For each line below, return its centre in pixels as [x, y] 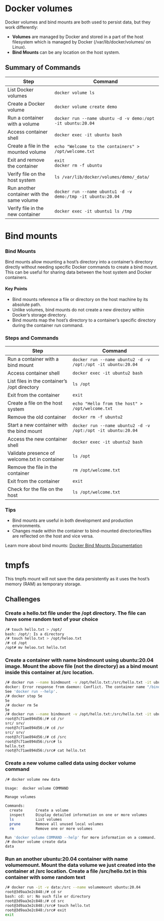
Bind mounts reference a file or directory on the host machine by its [80, 300]
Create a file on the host [35, 403]
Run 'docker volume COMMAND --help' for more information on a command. [81, 837]
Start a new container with [38, 425]
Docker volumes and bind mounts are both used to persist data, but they [78, 22]
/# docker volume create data [36, 842]
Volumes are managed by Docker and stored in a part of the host [78, 37]
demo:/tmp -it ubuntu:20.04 [87, 196]
